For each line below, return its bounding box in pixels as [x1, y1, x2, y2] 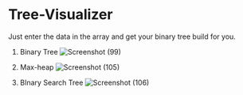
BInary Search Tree [19, 78, 84, 87]
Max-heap [19, 62, 54, 72]
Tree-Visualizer [8, 6, 113, 24]
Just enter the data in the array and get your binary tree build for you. [8, 32, 237, 41]
